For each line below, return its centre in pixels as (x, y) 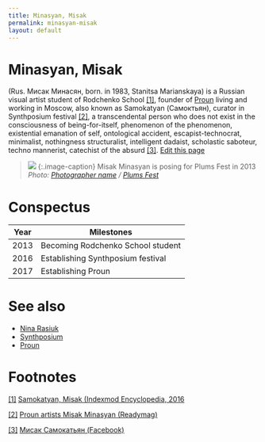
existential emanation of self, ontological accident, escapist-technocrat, (125, 133)
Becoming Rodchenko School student (111, 246)
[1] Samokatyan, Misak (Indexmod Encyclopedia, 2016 (96, 399)
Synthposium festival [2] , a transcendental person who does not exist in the (132, 116)
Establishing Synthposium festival (104, 258)
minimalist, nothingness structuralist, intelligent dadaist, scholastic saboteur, (133, 142)
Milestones (111, 232)
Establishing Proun (76, 272)
